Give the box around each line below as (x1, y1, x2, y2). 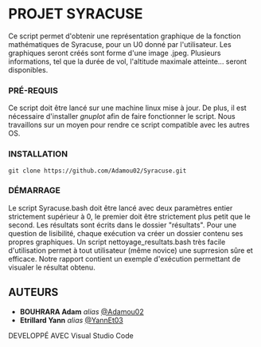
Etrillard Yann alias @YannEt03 (19, 315, 123, 325)
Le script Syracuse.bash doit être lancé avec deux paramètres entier (8, 203, 233, 212)
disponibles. (8, 65, 49, 74)
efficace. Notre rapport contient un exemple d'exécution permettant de (8, 254, 241, 263)
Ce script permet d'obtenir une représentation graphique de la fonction (8, 31, 241, 41)
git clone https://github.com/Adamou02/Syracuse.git (8, 167, 187, 175)
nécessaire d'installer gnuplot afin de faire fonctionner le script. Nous (8, 112, 236, 121)
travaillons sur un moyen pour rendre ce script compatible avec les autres (8, 120, 250, 130)
